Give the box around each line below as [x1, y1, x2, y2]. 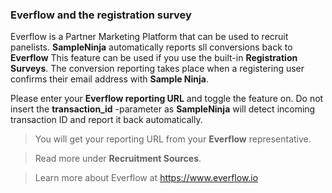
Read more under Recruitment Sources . [34, 153, 202, 165]
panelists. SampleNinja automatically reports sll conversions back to [10, 41, 293, 53]
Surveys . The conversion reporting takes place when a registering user [10, 63, 305, 75]
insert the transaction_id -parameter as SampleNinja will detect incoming [10, 103, 316, 115]
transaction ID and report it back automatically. [10, 114, 203, 126]
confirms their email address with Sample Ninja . [10, 73, 210, 85]
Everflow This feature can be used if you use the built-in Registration [10, 52, 298, 64]
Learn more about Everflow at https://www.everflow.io [34, 172, 259, 184]
